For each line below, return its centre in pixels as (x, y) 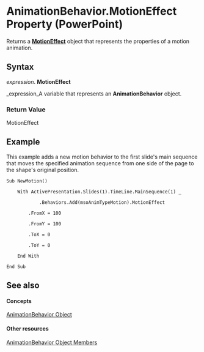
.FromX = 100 (45, 213)
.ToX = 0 (39, 234)
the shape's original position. (43, 170)
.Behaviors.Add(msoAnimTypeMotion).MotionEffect (102, 202)
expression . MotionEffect (39, 81)
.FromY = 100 (45, 224)
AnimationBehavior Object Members (52, 342)
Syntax (20, 67)
